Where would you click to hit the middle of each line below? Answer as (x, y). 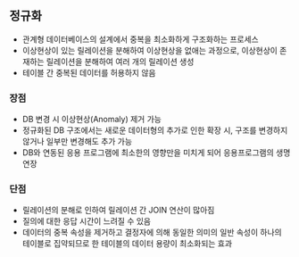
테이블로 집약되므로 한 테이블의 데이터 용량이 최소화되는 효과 (127, 244)
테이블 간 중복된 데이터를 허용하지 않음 (89, 72)
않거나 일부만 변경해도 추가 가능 (77, 142)
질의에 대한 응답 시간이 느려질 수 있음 (87, 221)
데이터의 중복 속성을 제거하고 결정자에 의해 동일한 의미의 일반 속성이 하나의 (152, 232)
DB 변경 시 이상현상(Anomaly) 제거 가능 (92, 120)
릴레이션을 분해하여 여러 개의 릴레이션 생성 (120, 62)
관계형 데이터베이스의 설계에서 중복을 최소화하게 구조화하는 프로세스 (140, 39)
